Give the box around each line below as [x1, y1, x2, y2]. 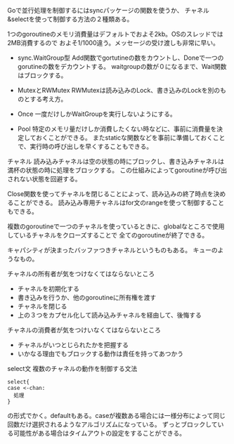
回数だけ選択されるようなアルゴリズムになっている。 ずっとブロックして [7, 420, 218, 429]
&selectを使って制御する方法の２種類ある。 [7, 15, 134, 23]
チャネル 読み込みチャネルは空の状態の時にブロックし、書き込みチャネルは [7, 157, 225, 165]
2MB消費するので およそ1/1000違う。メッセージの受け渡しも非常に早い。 [7, 39, 220, 47]
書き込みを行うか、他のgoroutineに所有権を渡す [17, 294, 157, 301]
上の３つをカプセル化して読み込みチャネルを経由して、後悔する [17, 311, 202, 319]
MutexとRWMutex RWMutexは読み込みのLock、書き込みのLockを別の [17, 86, 220, 94]
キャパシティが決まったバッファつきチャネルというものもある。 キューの [7, 246, 218, 254]
